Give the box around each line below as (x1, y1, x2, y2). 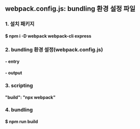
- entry (5, 58, 20, 65)
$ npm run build (5, 119, 38, 125)
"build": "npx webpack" (5, 94, 56, 100)
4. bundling (5, 106, 33, 113)
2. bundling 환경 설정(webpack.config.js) (5, 46, 103, 53)
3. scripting (5, 82, 33, 89)
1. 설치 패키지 (5, 21, 35, 27)
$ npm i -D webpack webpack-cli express (5, 33, 92, 39)
